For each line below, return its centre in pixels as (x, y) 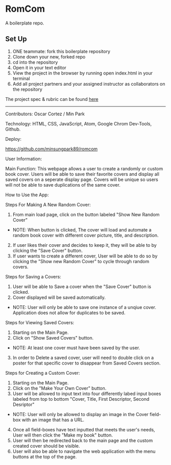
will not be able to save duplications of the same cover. (63, 185)
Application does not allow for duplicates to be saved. (69, 313)
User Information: (24, 159)
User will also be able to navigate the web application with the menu (84, 451)
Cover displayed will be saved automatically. (59, 297)
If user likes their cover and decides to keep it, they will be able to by (84, 245)
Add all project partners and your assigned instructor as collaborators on (89, 84)
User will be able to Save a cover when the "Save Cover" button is (82, 287)
